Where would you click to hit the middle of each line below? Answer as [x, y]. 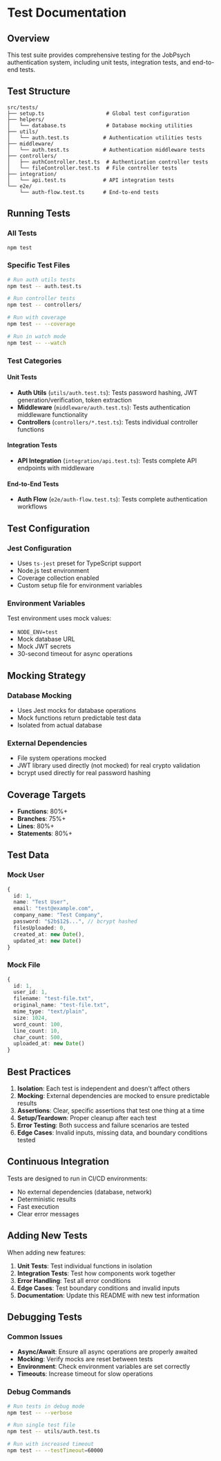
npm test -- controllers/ [44, 305]
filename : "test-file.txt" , [54, 999]
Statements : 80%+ [45, 833]
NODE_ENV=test [37, 632]
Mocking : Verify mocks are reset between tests [85, 1359]
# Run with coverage [37, 318]
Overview [29, 38]
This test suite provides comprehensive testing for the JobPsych [99, 55]
